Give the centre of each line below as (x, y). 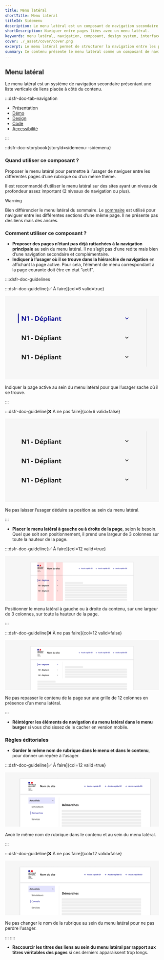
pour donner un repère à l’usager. (46, 755)
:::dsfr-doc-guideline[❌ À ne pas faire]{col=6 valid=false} (63, 412)
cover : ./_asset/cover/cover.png (39, 42)
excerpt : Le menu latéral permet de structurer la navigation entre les (81, 47)
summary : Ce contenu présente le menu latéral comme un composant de (77, 51)
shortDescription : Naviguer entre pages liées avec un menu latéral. (77, 31)
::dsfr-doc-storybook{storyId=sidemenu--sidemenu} (58, 148)
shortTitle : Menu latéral (31, 15)
